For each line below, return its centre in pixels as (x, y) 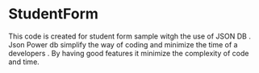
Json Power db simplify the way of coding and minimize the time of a (123, 44)
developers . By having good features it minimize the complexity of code (129, 53)
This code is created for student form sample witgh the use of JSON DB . (130, 36)
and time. (24, 62)
